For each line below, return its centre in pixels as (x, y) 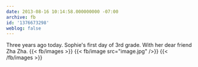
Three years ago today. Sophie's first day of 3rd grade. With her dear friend (99, 45)
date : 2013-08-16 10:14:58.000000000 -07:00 (62, 12)
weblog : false (24, 28)
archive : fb (21, 17)
